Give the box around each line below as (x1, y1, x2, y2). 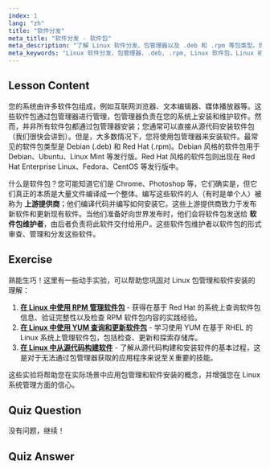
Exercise (8, 253, 53, 266)
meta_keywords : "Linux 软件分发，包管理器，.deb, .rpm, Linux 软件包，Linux (8, 49, 255, 57)
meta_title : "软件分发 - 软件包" (8, 34, 112, 43)
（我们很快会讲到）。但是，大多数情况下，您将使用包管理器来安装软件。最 (8, 131, 252, 141)
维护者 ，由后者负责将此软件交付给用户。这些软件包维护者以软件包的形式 (22, 219, 262, 228)
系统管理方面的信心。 (8, 380, 79, 389)
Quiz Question (8, 404, 82, 418)
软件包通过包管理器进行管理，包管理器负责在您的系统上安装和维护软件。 (14, 111, 255, 121)
